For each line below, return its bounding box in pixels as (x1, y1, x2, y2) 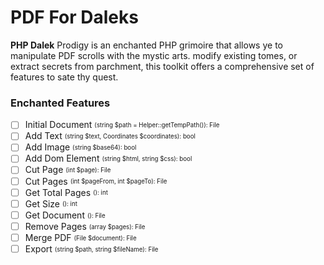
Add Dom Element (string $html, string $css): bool (24, 152, 193, 165)
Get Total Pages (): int (24, 186, 108, 198)
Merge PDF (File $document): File (24, 231, 137, 243)
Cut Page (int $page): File (24, 164, 112, 176)
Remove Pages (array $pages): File (24, 220, 146, 232)
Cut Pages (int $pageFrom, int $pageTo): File (24, 175, 168, 187)
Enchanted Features (10, 96, 111, 110)
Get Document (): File (24, 209, 106, 221)
